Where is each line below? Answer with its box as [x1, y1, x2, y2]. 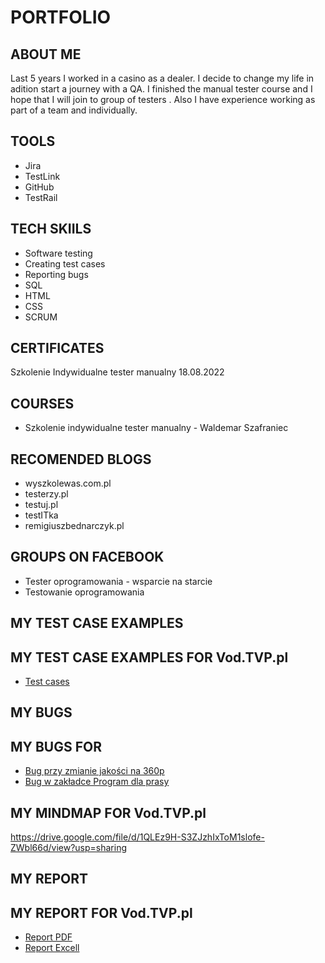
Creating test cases [24, 257, 106, 270]
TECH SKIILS [10, 221, 92, 238]
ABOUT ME [10, 46, 82, 63]
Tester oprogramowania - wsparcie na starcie [24, 575, 213, 587]
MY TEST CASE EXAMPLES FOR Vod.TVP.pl [10, 649, 289, 666]
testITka [24, 509, 59, 521]
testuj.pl [24, 499, 59, 511]
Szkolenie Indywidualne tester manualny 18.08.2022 [10, 366, 225, 378]
